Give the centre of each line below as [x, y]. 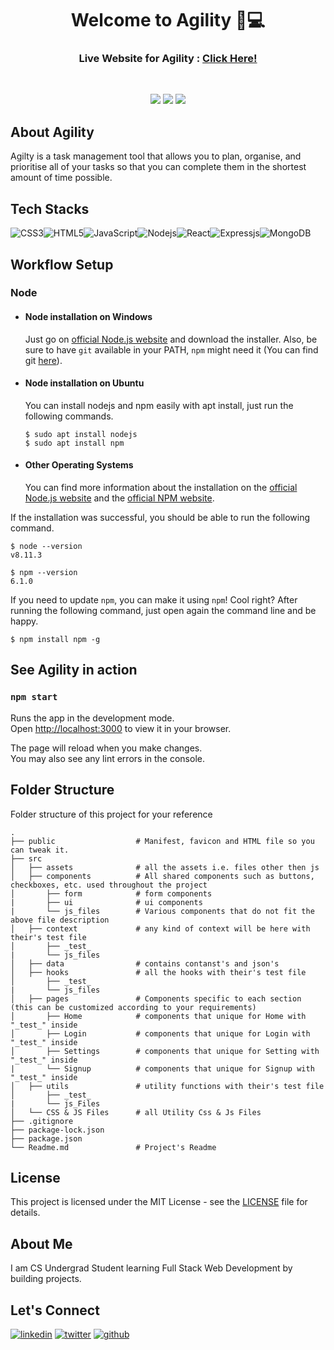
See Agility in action [74, 670]
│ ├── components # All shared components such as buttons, [162, 876]
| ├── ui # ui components [106, 902]
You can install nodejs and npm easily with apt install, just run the [159, 405]
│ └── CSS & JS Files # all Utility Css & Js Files [136, 1112]
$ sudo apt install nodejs [81, 434]
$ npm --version [44, 573]
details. [25, 1213]
